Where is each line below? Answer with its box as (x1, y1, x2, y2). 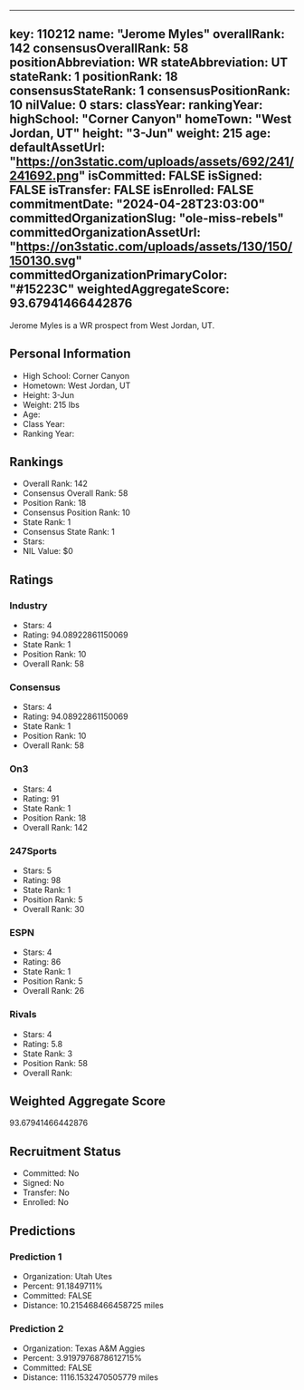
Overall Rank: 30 (22, 904, 85, 915)
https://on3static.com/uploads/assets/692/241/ (15, 154, 294, 170)
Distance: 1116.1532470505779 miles (22, 1372, 158, 1383)
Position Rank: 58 (22, 1057, 89, 1068)
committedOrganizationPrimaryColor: (9, 267, 228, 283)
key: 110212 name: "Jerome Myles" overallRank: (9, 26, 285, 42)
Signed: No (22, 1178, 65, 1189)
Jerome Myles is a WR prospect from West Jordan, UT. (9, 319, 215, 331)
